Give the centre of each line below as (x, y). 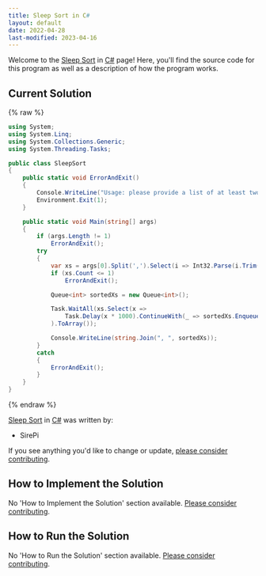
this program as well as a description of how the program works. (114, 69)
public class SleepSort (47, 163)
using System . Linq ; (40, 134)
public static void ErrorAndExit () (81, 178)
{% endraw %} (32, 405)
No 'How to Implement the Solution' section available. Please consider (123, 502)
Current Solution (50, 93)
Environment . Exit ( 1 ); (72, 200)
